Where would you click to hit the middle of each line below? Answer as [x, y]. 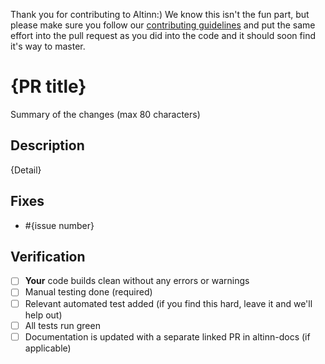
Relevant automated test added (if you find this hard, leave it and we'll [168, 303]
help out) [43, 315]
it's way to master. [48, 46]
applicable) [48, 348]
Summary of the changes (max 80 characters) [105, 114]
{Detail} [26, 170]
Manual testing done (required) [88, 292]
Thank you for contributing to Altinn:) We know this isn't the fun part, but [160, 14]
